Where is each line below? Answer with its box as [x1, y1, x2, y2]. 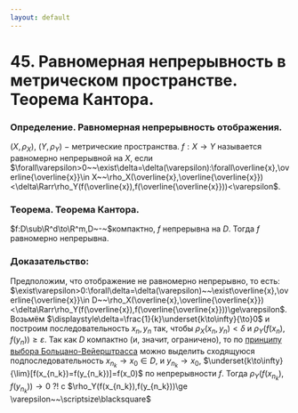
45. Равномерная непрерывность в [10, 51, 286, 71]
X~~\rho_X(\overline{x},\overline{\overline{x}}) [91, 171, 263, 182]
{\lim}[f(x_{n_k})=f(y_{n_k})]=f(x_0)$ [10, 368, 143, 379]
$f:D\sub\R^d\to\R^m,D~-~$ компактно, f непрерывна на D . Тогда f [10, 223, 261, 234]
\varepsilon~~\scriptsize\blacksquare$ [10, 393, 152, 405]
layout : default [10, 12, 70, 22]
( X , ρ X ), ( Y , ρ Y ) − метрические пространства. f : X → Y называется [10, 142, 262, 154]
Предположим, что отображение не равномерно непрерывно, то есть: [10, 275, 280, 286]
